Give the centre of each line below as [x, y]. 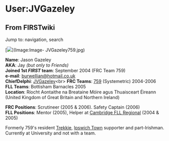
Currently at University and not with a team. [51, 133]
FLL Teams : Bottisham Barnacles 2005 [46, 87]
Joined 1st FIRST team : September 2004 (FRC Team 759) [65, 70]
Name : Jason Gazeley [28, 60]
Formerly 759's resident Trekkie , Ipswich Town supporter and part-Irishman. [85, 128]
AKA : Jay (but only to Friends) [37, 65]
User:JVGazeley [40, 9]
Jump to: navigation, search [34, 39]
